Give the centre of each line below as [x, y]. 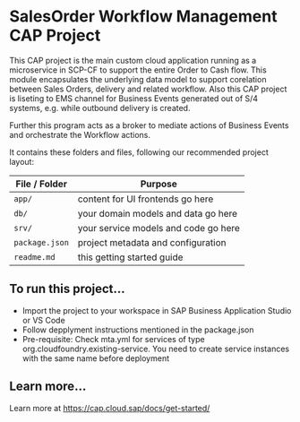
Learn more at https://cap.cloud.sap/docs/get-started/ [110, 408]
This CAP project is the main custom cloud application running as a [133, 60]
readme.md [34, 257]
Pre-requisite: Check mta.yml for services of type [113, 339]
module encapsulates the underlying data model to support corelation [138, 79]
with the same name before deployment [96, 358]
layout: [21, 161]
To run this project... [67, 289]
